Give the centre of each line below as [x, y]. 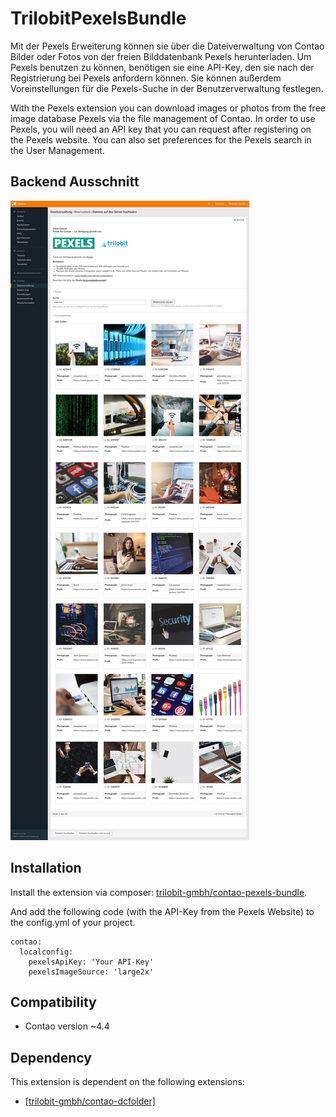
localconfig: [46, 952]
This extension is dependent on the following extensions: [127, 1082]
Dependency [51, 1057]
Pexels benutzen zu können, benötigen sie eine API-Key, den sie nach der [162, 67]
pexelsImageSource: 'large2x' [91, 972]
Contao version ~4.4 [67, 1026]
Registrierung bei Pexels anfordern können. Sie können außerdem [146, 78]
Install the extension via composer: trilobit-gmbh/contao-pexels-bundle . [159, 892]
